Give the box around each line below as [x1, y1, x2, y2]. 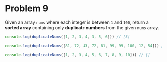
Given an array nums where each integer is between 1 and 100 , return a [5, 19, 149, 25]
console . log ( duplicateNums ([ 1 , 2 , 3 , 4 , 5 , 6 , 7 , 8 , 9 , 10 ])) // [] [5, 52, 150, 57]
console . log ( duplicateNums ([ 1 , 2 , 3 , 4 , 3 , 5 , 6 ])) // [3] [5, 34, 130, 39]
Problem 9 [5, 3, 49, 14]
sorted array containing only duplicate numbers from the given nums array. [5, 24, 159, 30]
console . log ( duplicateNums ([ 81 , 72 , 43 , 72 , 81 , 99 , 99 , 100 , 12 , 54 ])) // [5, 43, 166, 48]
